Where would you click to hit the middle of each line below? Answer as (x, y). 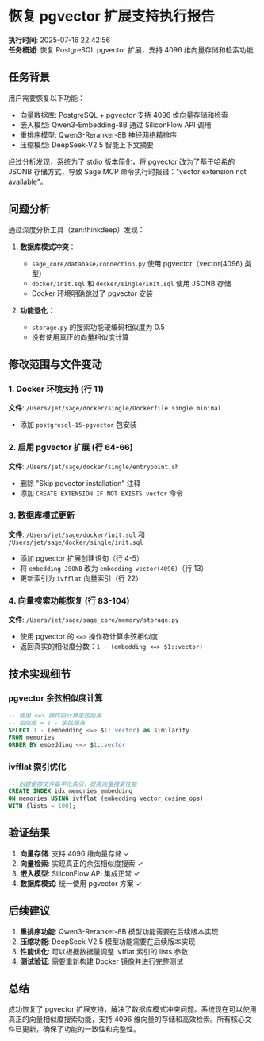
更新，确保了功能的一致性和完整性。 (81, 1029)
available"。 (28, 181)
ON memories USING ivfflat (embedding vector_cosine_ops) (106, 799)
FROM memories (32, 738)
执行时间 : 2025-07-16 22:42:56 (59, 40)
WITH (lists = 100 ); (42, 806)
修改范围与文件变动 (55, 364)
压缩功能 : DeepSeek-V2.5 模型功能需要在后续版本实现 (107, 941)
